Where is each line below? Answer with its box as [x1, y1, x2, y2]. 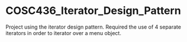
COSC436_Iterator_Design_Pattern [5, 4, 181, 17]
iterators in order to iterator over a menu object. [5, 29, 122, 36]
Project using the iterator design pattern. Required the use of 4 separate [5, 23, 182, 30]
